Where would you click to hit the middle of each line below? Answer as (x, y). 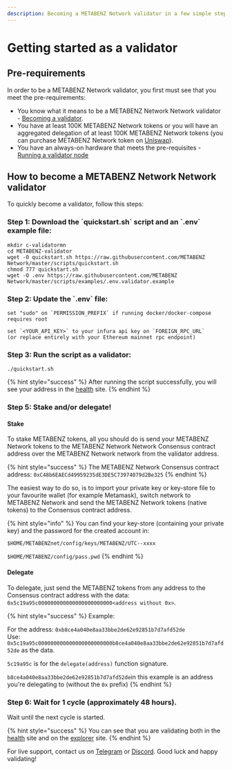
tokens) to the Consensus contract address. (70, 510)
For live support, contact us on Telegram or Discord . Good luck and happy (113, 751)
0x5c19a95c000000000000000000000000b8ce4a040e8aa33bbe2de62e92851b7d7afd (116, 643)
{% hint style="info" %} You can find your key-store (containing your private (116, 523)
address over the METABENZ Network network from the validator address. (113, 454)
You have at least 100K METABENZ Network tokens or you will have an (117, 125)
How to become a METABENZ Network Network (112, 177)
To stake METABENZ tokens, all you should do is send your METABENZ (108, 439)
